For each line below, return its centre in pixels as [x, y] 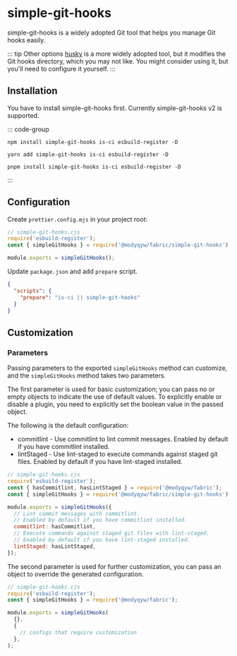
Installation [32, 91]
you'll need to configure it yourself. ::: [62, 68]
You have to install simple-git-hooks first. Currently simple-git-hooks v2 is [115, 108]
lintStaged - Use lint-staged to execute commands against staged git [117, 454]
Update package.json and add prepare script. [72, 272]
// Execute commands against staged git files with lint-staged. [112, 533]
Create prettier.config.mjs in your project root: [78, 219]
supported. [23, 115]
